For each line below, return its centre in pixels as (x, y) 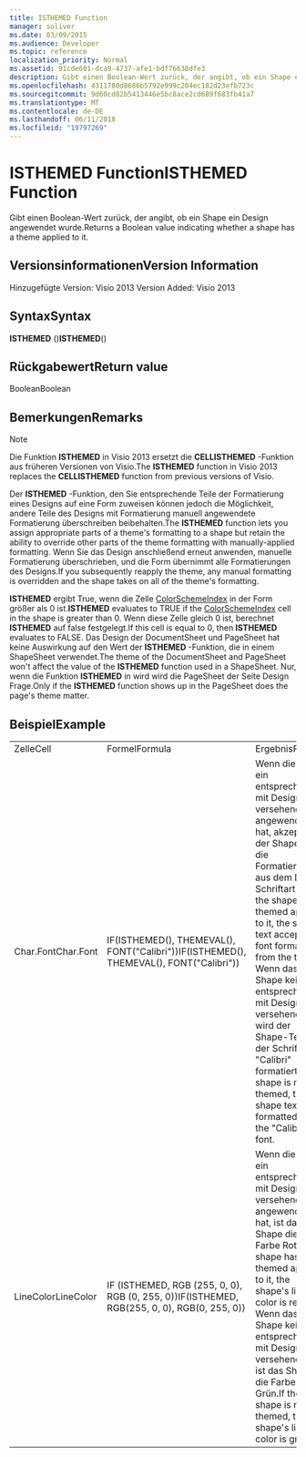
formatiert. (277, 1071)
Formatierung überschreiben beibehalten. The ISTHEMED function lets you (149, 523)
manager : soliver (42, 26)
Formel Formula (139, 749)
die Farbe (275, 1382)
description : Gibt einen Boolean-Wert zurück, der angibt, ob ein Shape (150, 77)
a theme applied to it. (49, 237)
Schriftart (275, 889)
